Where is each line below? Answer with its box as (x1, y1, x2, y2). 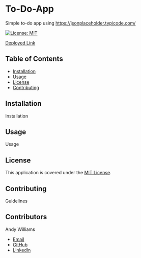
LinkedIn (12, 247, 31, 253)
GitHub (12, 241, 28, 248)
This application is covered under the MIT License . (5, 170, 111, 176)
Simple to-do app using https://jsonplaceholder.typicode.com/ (5, 20, 136, 26)
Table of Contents (5, 55, 64, 63)
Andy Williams (5, 226, 36, 232)
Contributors (5, 213, 47, 221)
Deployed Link (5, 39, 36, 46)
